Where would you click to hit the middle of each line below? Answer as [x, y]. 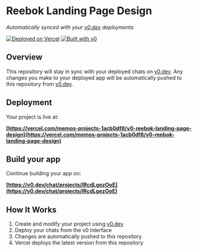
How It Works [32, 210]
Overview [24, 57]
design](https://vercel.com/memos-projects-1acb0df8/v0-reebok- [90, 135]
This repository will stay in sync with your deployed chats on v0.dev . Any [95, 71]
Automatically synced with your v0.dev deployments [70, 27]
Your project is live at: [32, 117]
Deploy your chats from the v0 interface [63, 230]
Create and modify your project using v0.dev [69, 224]
